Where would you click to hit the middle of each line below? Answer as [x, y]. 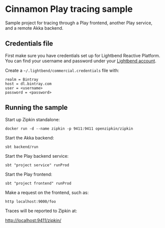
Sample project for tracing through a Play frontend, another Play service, [79, 23]
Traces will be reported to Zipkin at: [41, 211]
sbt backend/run [22, 147]
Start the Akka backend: [30, 137]
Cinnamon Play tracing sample [69, 9]
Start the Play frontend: [29, 174]
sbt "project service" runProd [37, 165]
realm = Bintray [22, 79]
